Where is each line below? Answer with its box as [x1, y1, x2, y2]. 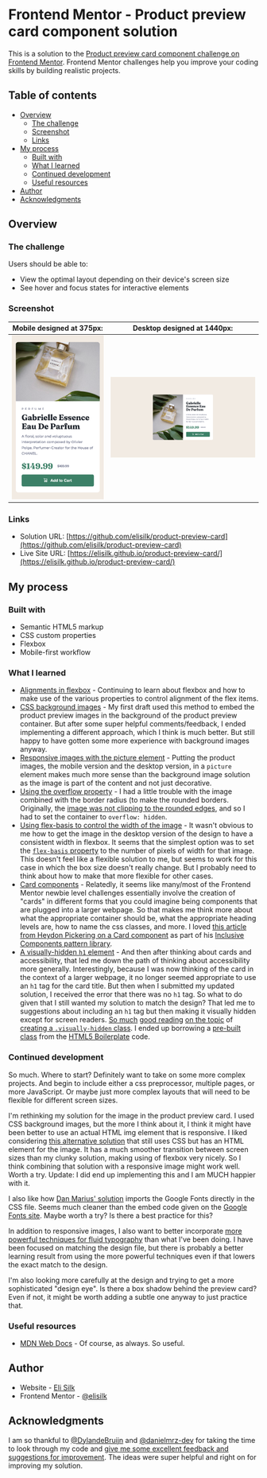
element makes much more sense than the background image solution [19, 770, 250, 780]
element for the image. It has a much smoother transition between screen [8, 1144, 249, 1154]
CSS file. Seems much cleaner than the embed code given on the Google [8, 1202, 248, 1212]
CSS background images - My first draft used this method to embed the [19, 702, 255, 712]
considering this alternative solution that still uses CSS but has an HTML [8, 1136, 245, 1145]
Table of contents [8, 89, 97, 103]
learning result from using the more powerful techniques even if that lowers [8, 1251, 256, 1261]
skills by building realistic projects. [8, 65, 121, 75]
